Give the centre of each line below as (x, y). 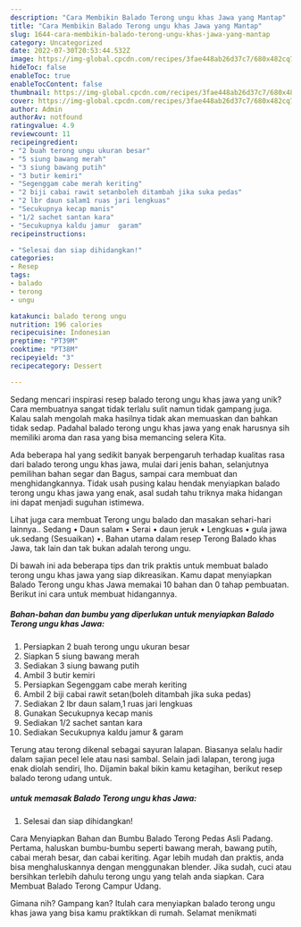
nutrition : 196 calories (56, 324)
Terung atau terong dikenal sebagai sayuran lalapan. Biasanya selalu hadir (146, 749)
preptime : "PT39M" (44, 341)
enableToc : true (40, 76)
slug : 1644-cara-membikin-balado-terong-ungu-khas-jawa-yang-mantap (140, 34)
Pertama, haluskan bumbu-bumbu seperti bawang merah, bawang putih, (144, 847)
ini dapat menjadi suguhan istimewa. (77, 502)
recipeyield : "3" (42, 358)
